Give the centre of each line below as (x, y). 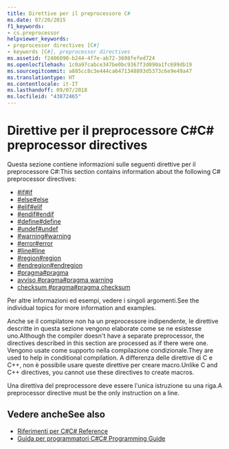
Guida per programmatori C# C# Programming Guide (91, 438)
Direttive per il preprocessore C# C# (111, 131)
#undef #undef (37, 228)
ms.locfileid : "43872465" (44, 97)
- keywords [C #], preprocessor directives (69, 52)
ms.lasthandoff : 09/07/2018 (47, 90)
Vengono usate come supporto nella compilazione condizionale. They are (110, 350)
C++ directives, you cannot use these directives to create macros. (101, 372)
